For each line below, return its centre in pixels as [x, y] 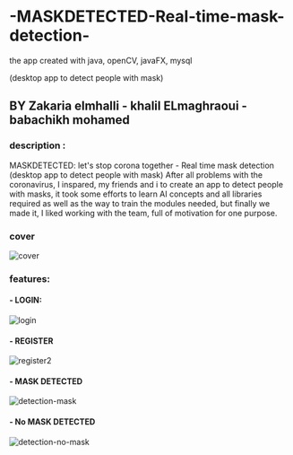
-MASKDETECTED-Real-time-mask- [147, 17]
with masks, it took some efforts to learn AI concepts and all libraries [136, 194]
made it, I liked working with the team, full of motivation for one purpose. [143, 213]
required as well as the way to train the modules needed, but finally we [140, 203]
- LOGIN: [26, 300]
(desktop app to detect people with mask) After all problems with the [136, 175]
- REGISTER [31, 341]
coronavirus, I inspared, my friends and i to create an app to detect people [146, 184]
